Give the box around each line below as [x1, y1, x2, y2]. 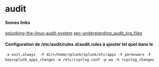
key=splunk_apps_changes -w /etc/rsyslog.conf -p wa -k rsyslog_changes [5, 57, 155, 62]
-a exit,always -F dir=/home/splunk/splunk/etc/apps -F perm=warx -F [5, 52, 151, 57]
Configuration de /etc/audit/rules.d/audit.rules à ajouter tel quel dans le [5, 41, 153, 47]
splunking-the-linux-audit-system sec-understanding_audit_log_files [5, 30, 142, 36]
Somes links [5, 19, 31, 25]
